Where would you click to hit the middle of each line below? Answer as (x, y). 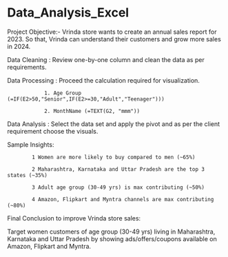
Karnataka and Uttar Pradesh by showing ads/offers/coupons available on (112, 238)
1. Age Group (62, 93)
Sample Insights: (31, 144)
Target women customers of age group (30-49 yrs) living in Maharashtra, (111, 232)
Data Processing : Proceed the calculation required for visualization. (103, 80)
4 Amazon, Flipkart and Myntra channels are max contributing (123, 199)
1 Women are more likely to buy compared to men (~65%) (114, 157)
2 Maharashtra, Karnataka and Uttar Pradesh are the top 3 (118, 169)
